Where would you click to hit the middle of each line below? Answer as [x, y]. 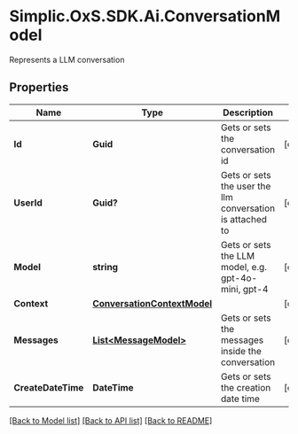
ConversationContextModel [153, 303]
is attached [244, 219]
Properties [39, 87]
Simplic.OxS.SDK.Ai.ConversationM [145, 16]
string [105, 267]
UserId [28, 203]
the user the [246, 186]
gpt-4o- [239, 278]
